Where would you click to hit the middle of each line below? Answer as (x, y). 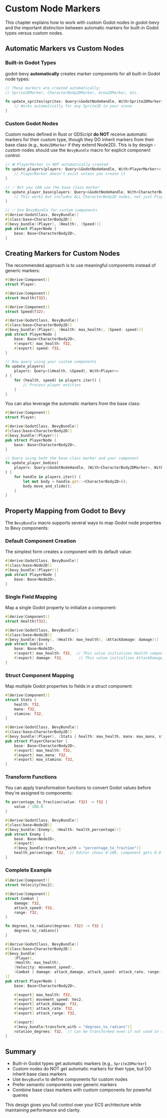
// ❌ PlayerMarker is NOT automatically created (57, 164)
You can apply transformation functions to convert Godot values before (78, 788)
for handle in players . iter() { (47, 477)
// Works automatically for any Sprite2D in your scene (73, 106)
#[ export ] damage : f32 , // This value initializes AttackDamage (89, 658)
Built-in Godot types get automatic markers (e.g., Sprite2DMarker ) (79, 1063)
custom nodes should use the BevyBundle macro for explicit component (78, 150)
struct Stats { (21, 700)
